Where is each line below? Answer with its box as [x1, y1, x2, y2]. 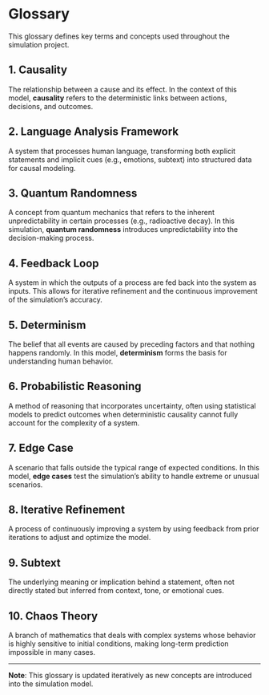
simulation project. [8, 39, 70, 49]
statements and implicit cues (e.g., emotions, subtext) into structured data [8, 154, 252, 165]
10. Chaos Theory [8, 609, 98, 623]
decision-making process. [8, 234, 94, 243]
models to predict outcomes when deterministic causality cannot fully [8, 409, 239, 419]
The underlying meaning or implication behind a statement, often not [8, 577, 235, 587]
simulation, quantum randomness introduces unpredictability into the [8, 225, 239, 234]
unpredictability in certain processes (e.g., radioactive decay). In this [8, 216, 235, 226]
